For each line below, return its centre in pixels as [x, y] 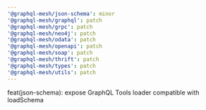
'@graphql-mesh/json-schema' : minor [61, 14]
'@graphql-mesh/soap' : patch [50, 53]
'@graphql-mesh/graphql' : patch [55, 20]
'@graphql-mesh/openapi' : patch [55, 46]
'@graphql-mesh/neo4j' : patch [52, 33]
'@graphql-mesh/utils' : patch [52, 72]
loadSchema [25, 99]
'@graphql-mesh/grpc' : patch [50, 27]
